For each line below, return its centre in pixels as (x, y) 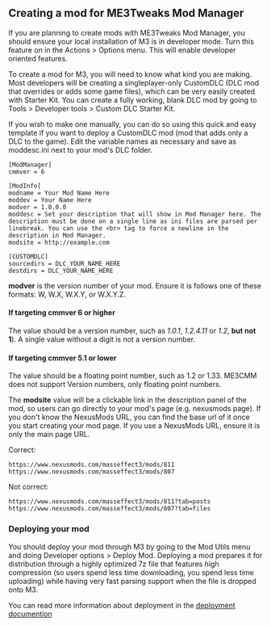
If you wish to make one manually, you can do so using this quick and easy (132, 124)
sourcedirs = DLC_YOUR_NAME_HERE (65, 263)
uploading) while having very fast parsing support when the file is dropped (132, 581)
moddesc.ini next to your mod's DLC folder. (81, 149)
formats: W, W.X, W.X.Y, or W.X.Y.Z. (67, 294)
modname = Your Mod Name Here (59, 193)
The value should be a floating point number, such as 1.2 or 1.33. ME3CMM (133, 376)
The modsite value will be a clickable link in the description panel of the (128, 400)
